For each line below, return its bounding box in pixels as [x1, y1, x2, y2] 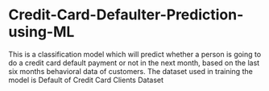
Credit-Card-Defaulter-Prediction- [8, 6, 244, 24]
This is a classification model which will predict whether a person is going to [8, 49, 262, 59]
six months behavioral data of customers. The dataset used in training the [8, 66, 254, 76]
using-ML [8, 23, 75, 41]
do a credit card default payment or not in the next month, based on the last [8, 58, 260, 68]
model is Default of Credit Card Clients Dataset [8, 75, 163, 85]
